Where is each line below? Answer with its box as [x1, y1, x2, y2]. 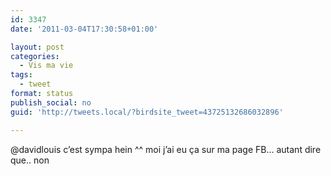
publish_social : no [10, 97, 92, 108]
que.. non [10, 154, 50, 166]
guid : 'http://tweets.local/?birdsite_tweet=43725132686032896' [10, 107, 284, 117]
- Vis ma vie [19, 61, 74, 71]
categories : [10, 51, 60, 61]
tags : [10, 70, 33, 80]
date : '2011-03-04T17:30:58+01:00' [10, 24, 159, 34]
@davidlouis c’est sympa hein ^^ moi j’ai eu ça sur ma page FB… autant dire [10, 143, 322, 155]
